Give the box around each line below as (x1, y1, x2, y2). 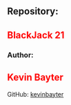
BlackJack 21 (7, 29, 65, 41)
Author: (7, 50, 34, 60)
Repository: (7, 6, 59, 17)
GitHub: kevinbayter (7, 90, 64, 98)
